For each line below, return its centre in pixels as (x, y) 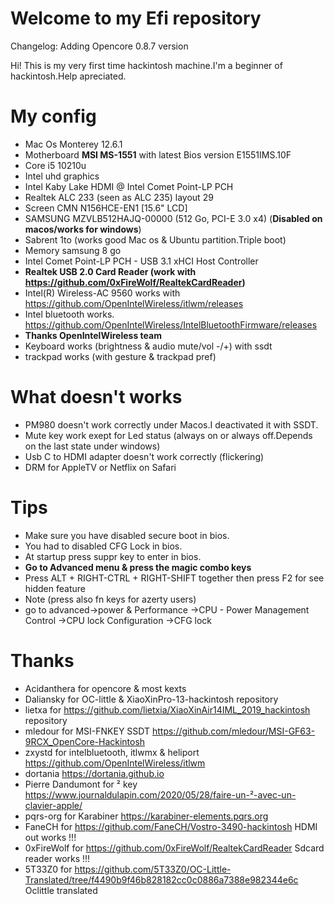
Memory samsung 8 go (73, 250)
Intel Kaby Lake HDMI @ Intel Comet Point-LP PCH (129, 186)
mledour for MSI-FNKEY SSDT (87, 731)
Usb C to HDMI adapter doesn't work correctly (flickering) (144, 456)
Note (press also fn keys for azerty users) (110, 599)
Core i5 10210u (55, 165)
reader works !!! (57, 858)
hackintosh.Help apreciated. (68, 76)
